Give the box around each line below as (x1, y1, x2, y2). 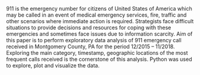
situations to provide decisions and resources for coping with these (6, 24, 171, 31)
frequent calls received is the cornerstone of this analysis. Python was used (6, 56, 192, 62)
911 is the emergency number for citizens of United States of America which (6, 5, 192, 12)
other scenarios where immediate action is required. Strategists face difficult (6, 18, 194, 24)
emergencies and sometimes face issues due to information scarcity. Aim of (6, 30, 193, 37)
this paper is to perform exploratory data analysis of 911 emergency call (6, 37, 182, 43)
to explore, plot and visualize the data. (6, 62, 100, 69)
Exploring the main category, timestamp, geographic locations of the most (6, 49, 188, 56)
